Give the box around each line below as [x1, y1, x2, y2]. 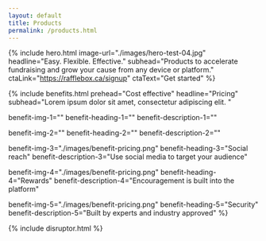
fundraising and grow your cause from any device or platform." [8, 65, 214, 75]
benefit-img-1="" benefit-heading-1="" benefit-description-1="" [8, 113, 218, 122]
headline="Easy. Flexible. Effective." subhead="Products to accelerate [8, 56, 238, 66]
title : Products [8, 19, 62, 27]
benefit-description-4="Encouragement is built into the [54, 176, 235, 185]
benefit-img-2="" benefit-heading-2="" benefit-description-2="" [8, 128, 221, 138]
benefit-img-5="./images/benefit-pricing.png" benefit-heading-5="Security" [8, 200, 259, 209]
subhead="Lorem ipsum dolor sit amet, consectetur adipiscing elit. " [8, 97, 232, 107]
